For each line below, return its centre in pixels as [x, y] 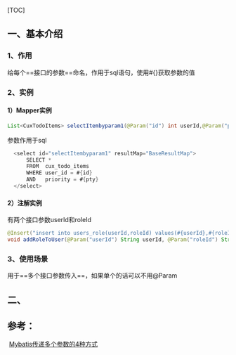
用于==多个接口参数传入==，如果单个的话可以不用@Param [92, 276]
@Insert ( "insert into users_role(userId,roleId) [80, 233]
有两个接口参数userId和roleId [49, 220]
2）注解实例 [25, 202]
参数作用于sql [27, 140]
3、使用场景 [28, 259]
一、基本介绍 [35, 34]
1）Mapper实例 [29, 110]
